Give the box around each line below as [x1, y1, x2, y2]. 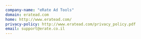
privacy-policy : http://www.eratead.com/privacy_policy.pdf [5, 21, 136, 27]
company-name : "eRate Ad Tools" [5, 7, 74, 13]
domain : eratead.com [5, 12, 50, 17]
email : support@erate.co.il [5, 26, 65, 31]
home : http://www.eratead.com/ [5, 17, 72, 22]
